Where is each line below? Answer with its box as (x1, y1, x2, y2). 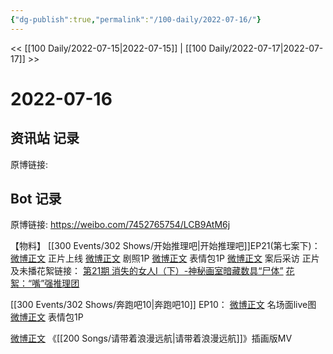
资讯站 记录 (10, 130, 80, 147)
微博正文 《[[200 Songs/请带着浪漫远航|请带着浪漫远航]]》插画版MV (10, 332, 293, 345)
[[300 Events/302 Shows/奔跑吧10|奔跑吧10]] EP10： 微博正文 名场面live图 (10, 299, 317, 311)
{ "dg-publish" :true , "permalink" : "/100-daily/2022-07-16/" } (10, 14, 262, 25)
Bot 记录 (10, 191, 62, 208)
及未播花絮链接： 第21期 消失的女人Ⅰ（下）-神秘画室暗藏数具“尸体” (10, 265, 284, 277)
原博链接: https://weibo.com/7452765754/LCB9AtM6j (10, 219, 231, 231)
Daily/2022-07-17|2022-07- (208, 42, 324, 54)
